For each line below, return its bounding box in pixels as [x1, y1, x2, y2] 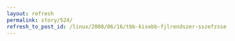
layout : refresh [6, 10, 54, 17]
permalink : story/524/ [6, 17, 73, 24]
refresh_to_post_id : [6, 23, 67, 30]
